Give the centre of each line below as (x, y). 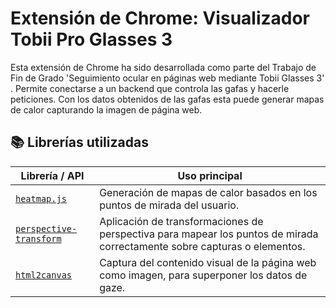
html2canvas (44, 275)
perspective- (46, 228)
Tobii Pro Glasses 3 (91, 39)
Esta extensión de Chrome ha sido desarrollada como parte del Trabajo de (163, 67)
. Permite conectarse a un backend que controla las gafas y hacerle (150, 88)
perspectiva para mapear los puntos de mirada (209, 234)
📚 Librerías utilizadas (79, 142)
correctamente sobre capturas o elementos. (202, 246)
